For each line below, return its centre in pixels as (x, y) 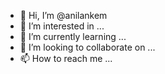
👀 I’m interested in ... (62, 26)
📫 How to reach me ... (66, 58)
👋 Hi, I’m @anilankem (63, 15)
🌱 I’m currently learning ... (73, 36)
